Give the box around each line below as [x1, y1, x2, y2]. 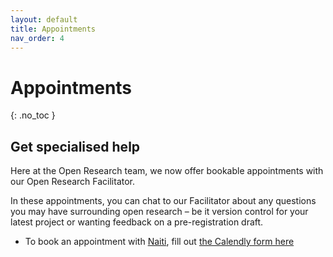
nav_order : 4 [10, 33, 65, 43]
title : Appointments [10, 24, 97, 34]
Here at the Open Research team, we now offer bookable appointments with [10, 165, 324, 177]
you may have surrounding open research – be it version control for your [10, 206, 309, 218]
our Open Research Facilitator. [10, 176, 136, 188]
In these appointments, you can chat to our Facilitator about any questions [10, 195, 317, 207]
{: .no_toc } [10, 109, 56, 121]
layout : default [10, 14, 78, 25]
